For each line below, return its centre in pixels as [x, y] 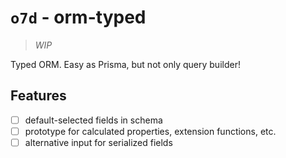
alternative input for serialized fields [98, 142]
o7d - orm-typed [78, 17]
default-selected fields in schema [93, 120]
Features [38, 96]
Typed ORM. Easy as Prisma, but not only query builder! [125, 64]
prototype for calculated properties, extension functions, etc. [150, 131]
